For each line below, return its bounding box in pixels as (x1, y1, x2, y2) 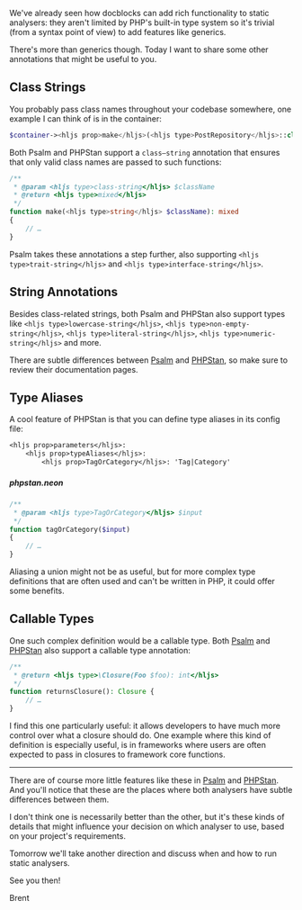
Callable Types (9, 611, 94, 626)
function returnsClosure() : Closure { (9, 688, 155, 697)
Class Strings (9, 80, 86, 95)
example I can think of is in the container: (9, 113, 162, 124)
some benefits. (9, 585, 65, 597)
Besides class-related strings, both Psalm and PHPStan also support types (9, 308, 286, 319)
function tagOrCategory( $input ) (9, 525, 130, 534)
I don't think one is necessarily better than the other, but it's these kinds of (9, 812, 285, 823)
